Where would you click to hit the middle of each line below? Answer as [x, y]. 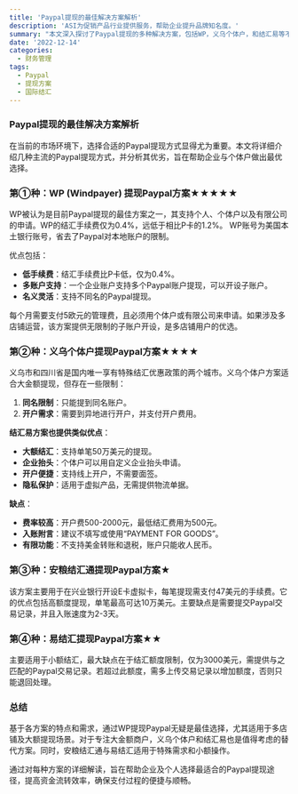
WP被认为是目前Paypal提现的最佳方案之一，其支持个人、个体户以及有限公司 [149, 214]
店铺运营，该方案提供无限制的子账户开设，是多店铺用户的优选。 [125, 326]
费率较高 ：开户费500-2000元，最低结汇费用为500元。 [122, 523]
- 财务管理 [35, 59]
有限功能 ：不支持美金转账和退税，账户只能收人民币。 [119, 545]
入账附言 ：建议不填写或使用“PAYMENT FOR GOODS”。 [122, 533]
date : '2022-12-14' [45, 42]
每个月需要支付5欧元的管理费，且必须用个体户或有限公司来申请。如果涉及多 [148, 316]
